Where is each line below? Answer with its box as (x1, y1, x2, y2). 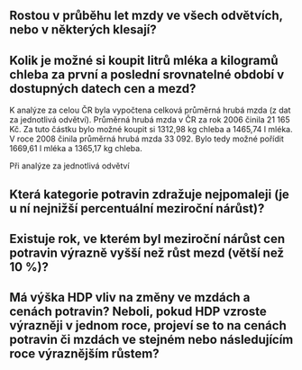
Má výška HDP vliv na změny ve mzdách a (9, 290, 251, 305)
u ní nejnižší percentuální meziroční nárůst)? (9, 201, 265, 216)
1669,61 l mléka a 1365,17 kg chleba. (9, 143, 142, 154)
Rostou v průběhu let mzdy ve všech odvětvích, (9, 8, 283, 23)
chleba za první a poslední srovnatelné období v (9, 67, 285, 82)
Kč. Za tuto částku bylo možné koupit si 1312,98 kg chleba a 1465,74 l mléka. (9, 124, 293, 135)
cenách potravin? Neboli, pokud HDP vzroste (9, 304, 268, 320)
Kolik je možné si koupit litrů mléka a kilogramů (9, 52, 279, 68)
